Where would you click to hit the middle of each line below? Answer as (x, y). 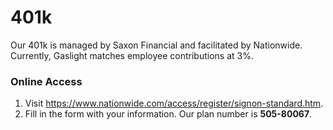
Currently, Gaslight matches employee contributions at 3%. (132, 55)
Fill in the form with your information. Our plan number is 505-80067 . (168, 114)
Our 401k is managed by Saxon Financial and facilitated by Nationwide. (156, 45)
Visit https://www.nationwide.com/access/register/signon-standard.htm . (174, 103)
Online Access (46, 81)
